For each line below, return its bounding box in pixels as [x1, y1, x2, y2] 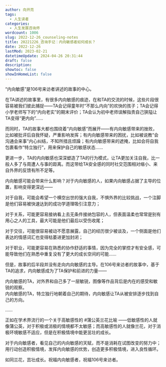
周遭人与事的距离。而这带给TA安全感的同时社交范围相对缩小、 [26, 161, 154, 167]
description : [5, 62, 32, 67]
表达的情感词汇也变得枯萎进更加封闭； [5, 234, 83, 240]
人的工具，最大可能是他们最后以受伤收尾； [18, 217, 105, 223]
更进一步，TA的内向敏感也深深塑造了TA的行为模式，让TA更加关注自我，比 [5, 155, 156, 161]
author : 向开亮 [5, 7, 34, 12]
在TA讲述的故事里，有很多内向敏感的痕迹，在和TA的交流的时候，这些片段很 [5, 96, 159, 102]
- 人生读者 [9, 16, 29, 21]
